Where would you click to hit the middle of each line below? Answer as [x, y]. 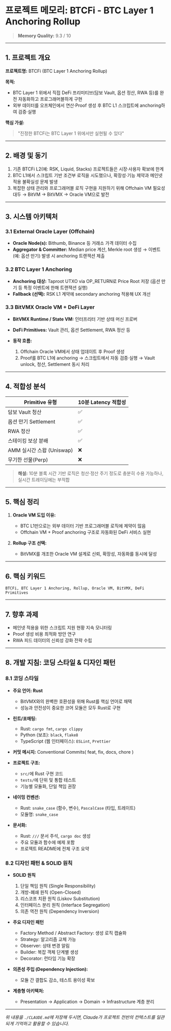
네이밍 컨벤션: [26, 797]
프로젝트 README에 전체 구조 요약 [55, 848]
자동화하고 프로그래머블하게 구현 [50, 99]
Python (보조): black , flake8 [49, 735]
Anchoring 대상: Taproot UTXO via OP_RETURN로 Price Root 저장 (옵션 [86, 281]
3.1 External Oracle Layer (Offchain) [50, 231]
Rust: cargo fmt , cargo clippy [51, 729]
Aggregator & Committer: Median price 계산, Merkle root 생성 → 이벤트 [87, 249]
